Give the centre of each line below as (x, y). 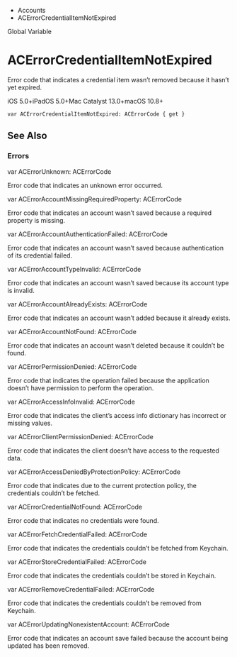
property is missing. (36, 220)
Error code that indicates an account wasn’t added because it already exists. (119, 318)
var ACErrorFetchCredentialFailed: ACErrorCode (77, 534)
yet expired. (25, 87)
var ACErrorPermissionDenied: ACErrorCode (72, 366)
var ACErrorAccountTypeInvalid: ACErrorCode (74, 269)
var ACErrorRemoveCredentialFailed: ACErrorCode (81, 589)
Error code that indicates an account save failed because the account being (118, 638)
